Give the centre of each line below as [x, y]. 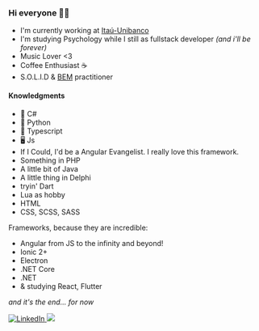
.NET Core [37, 269]
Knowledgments [37, 95]
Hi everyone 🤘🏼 [39, 13]
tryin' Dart [37, 186]
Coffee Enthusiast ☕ [54, 66]
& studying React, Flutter [61, 286]
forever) [33, 48]
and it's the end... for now [51, 302]
